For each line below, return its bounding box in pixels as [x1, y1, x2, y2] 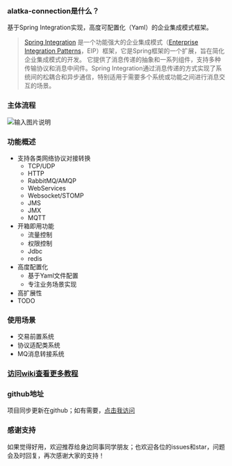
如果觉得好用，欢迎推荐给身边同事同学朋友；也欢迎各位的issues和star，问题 [7, 442, 226, 451]
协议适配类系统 [17, 341, 60, 349]
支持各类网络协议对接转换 [17, 154, 91, 162]
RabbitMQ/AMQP [27, 176, 76, 185]
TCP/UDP [27, 161, 56, 170]
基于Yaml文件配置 [27, 271, 78, 280]
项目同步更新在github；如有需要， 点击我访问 [7, 406, 135, 415]
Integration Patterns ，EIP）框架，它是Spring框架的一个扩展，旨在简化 [24, 47, 225, 55]
